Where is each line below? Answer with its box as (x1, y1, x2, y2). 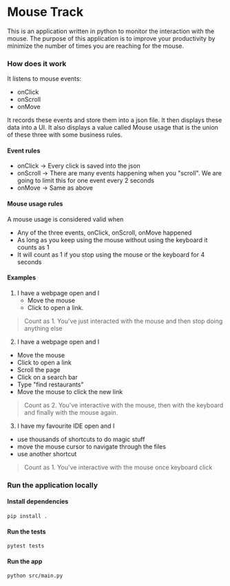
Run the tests (7, 527, 46, 536)
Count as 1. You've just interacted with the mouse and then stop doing (23, 317, 223, 325)
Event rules (7, 146, 41, 155)
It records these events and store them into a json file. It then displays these (7, 116, 222, 124)
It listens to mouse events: (7, 75, 81, 83)
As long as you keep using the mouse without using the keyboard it (17, 235, 208, 244)
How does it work (7, 59, 67, 68)
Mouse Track (7, 4, 84, 20)
